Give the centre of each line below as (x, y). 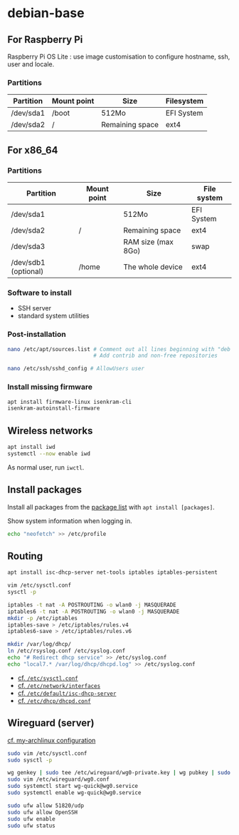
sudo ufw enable (31, 819)
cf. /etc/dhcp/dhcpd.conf (54, 700)
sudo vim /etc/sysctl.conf (47, 753)
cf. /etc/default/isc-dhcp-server (67, 693)
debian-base (46, 13)
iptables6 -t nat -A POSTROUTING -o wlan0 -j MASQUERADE (94, 612)
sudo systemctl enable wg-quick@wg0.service (74, 793)
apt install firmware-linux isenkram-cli (70, 402)
